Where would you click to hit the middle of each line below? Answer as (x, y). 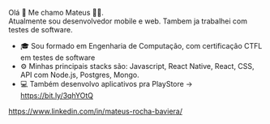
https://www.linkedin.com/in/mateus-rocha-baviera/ (95, 111)
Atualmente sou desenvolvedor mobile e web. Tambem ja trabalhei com (128, 21)
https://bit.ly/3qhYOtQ (56, 96)
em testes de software (58, 58)
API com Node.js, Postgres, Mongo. (79, 75)
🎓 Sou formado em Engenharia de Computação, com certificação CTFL (141, 46)
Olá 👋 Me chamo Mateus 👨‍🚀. (56, 13)
